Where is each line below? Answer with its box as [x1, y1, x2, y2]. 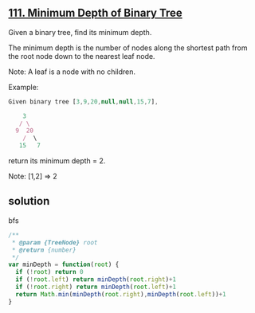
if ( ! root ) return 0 [15, 268, 84, 276]
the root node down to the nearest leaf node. [8, 51, 155, 61]
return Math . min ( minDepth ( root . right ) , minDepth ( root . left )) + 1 [15, 290, 226, 298]
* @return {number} [11, 246, 77, 254]
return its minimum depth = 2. [8, 156, 106, 166]
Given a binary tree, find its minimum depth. [8, 27, 152, 37]
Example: [8, 82, 39, 92]
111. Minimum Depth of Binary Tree [8, 6, 183, 20]
